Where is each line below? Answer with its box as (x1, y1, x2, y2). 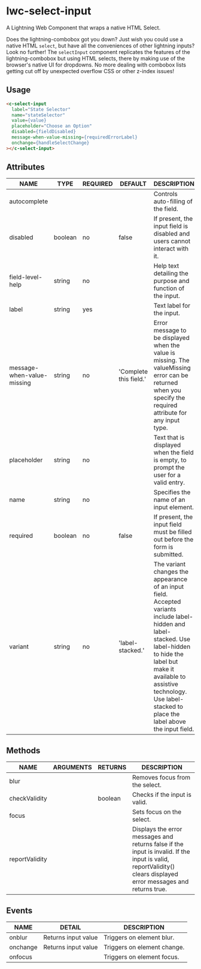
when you (153, 386, 181, 395)
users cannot (153, 237, 191, 245)
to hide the (153, 650, 184, 658)
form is (153, 543, 173, 551)
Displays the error (132, 825, 182, 833)
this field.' (118, 375, 147, 383)
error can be (153, 371, 188, 380)
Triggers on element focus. (103, 953, 179, 961)
